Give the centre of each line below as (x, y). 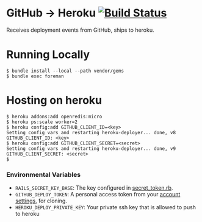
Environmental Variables (44, 174)
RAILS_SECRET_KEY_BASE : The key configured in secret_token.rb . (94, 188)
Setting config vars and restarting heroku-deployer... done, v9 (91, 149)
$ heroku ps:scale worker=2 (42, 122)
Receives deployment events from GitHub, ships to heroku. (80, 30)
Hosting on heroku (54, 100)
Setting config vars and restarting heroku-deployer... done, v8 (91, 132)
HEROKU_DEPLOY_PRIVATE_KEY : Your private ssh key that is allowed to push (106, 207)
